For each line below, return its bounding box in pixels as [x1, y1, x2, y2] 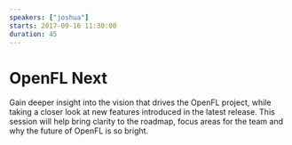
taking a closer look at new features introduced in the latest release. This [9, 107, 275, 117]
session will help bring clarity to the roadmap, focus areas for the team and [9, 117, 284, 127]
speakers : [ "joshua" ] [9, 12, 90, 22]
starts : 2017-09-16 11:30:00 [9, 21, 117, 30]
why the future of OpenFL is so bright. [9, 125, 149, 136]
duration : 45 [9, 29, 58, 38]
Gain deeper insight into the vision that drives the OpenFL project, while [9, 97, 272, 108]
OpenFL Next [9, 68, 108, 88]
